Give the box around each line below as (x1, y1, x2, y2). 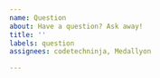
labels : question (9, 38, 75, 48)
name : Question (9, 13, 67, 23)
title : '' (9, 30, 47, 39)
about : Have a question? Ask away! (9, 22, 144, 31)
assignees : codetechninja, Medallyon (9, 47, 152, 56)
